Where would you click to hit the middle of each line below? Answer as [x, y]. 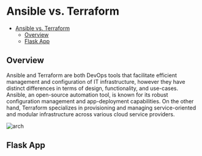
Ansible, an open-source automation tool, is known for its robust [87, 95]
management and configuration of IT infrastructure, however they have [96, 81]
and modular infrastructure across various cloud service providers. [91, 114]
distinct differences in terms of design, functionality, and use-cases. [92, 88]
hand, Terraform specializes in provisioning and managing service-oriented [101, 108]
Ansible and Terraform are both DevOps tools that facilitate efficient [92, 75]
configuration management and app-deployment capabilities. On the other [100, 101]
